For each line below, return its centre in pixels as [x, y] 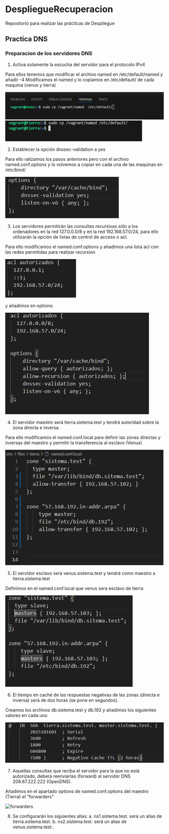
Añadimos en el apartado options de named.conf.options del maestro [77, 791]
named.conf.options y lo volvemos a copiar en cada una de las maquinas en [84, 164]
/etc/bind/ [16, 170]
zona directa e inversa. [36, 428]
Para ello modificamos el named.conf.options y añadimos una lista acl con [82, 247]
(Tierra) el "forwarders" [30, 797]
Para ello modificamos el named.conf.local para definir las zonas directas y [83, 438]
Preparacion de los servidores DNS [49, 53]
